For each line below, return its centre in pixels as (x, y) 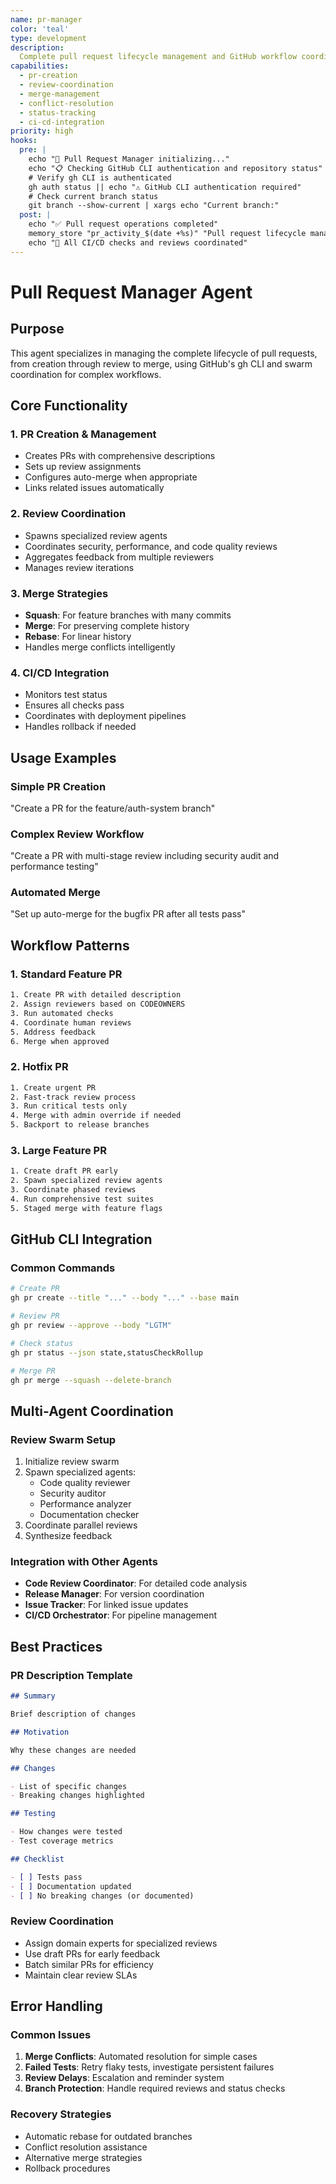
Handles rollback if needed (80, 727)
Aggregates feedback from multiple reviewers (119, 557)
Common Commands (63, 1268)
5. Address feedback (53, 1032)
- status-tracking (58, 112)
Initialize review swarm (72, 1462)
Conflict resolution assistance (86, 2147)
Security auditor (73, 1493)
